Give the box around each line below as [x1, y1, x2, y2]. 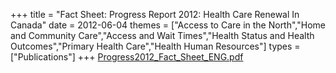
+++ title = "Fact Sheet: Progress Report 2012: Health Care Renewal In [10, 9, 300, 20]
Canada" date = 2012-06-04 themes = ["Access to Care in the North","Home [10, 19, 326, 31]
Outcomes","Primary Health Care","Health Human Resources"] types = [10, 40, 301, 52]
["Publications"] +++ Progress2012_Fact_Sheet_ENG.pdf [10, 51, 244, 63]
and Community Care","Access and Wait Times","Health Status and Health [10, 30, 315, 41]
